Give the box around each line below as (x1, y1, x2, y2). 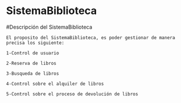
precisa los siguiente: (6, 40, 65, 46)
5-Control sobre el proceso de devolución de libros (6, 91, 139, 97)
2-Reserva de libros (6, 60, 57, 66)
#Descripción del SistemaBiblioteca (6, 23, 93, 30)
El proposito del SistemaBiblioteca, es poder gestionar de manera (6, 35, 176, 40)
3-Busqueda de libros (6, 70, 60, 77)
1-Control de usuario (6, 50, 60, 56)
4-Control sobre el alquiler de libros (6, 81, 104, 87)
